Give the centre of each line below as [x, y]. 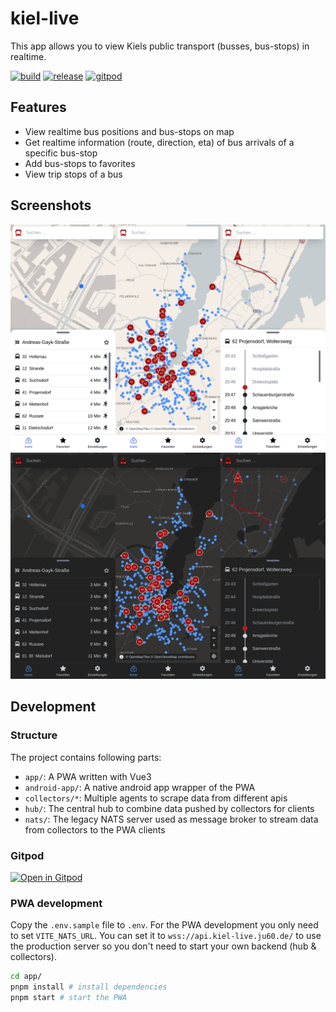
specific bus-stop [61, 153]
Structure [34, 735]
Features [38, 107]
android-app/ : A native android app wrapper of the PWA [140, 787]
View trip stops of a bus [73, 174]
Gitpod [27, 855]
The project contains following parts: [86, 757]
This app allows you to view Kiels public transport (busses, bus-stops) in [160, 46]
